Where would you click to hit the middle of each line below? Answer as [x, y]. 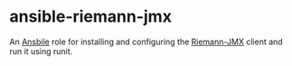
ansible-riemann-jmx [90, 17]
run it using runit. [41, 51]
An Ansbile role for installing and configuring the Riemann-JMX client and [146, 42]
